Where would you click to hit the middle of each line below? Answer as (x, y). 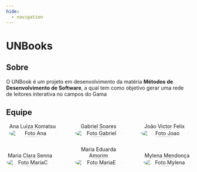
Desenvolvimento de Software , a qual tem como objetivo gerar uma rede (95, 88)
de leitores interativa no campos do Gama (57, 94)
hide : (13, 11)
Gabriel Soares (98, 126)
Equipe (19, 112)
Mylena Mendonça (167, 156)
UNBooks (29, 46)
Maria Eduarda (98, 149)
